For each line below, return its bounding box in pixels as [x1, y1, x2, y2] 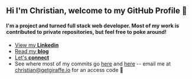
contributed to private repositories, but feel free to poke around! [6, 28, 167, 35]
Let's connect [14, 54, 49, 61]
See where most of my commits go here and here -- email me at [14, 60, 171, 67]
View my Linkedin [14, 42, 59, 49]
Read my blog [14, 47, 49, 54]
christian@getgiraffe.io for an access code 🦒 [14, 66, 123, 73]
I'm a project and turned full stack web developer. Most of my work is [6, 22, 180, 29]
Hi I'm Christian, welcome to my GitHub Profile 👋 [6, 6, 187, 16]
